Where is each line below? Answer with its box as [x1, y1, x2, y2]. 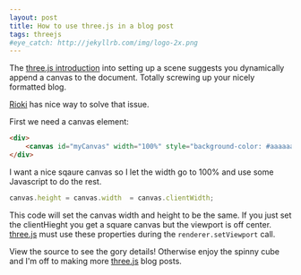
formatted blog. [9, 82, 67, 92]
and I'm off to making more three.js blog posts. [9, 255, 182, 266]
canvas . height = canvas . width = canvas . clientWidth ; [9, 193, 215, 202]
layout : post [9, 13, 58, 22]
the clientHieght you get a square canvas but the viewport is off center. [9, 219, 271, 229]
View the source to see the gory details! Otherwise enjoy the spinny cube [9, 245, 280, 256]
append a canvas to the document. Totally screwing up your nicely [9, 73, 255, 83]
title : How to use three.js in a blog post [9, 21, 175, 30]
